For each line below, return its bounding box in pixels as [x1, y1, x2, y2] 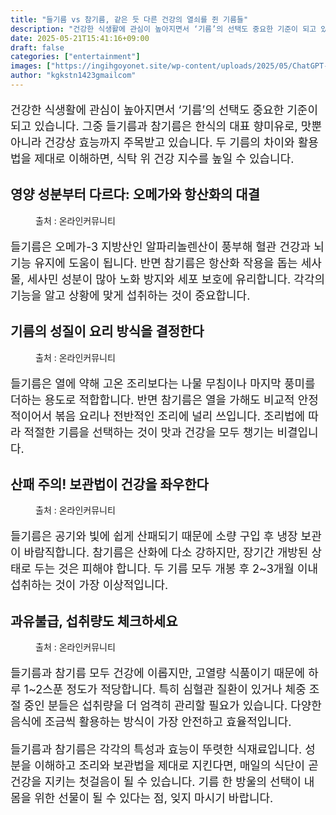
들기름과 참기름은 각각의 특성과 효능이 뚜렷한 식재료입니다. [10, 742, 303, 757]
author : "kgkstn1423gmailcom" [10, 71, 137, 81]
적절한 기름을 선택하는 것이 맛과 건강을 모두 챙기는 [23, 425, 275, 440]
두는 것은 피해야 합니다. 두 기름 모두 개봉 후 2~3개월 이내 [34, 562, 319, 576]
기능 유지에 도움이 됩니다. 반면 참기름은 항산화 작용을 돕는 [10, 256, 298, 270]
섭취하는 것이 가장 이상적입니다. [10, 578, 169, 593]
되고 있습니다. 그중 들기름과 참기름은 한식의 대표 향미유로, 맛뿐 [10, 119, 322, 133]
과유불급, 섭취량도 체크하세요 [10, 612, 178, 630]
